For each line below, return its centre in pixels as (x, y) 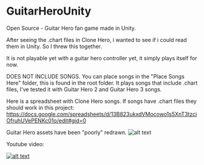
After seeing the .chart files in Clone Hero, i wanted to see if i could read (97, 40)
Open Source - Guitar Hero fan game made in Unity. (71, 28)
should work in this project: (40, 107)
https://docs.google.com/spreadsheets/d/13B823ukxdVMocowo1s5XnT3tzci (102, 114)
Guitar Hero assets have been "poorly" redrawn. (66, 132)
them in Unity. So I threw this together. (54, 46)
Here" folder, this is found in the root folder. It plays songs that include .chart (102, 83)
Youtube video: (25, 144)
